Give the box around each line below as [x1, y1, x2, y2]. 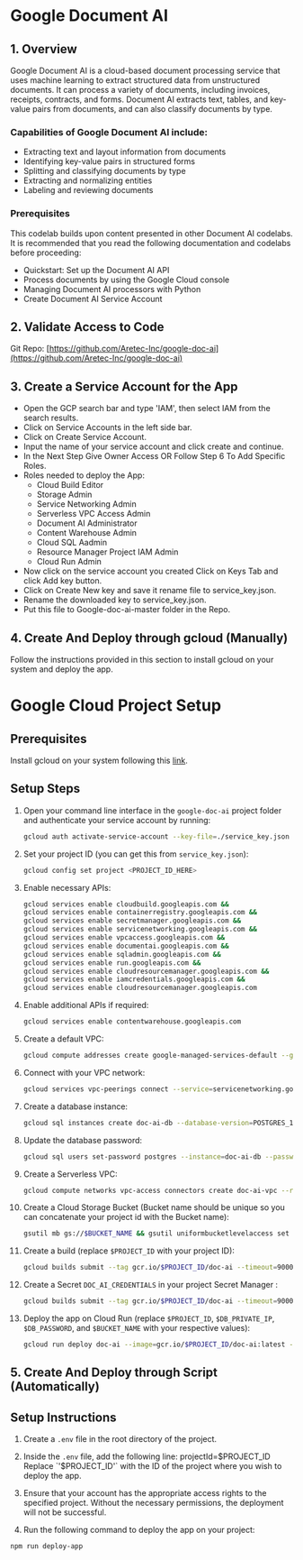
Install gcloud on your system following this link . [10, 755, 188, 766]
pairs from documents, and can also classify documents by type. [31, 104, 273, 114]
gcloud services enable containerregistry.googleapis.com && [22, 908, 258, 917]
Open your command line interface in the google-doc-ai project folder [22, 804, 282, 816]
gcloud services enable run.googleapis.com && [22, 958, 201, 968]
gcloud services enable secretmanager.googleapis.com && [22, 916, 242, 925]
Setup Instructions [10, 1409, 117, 1425]
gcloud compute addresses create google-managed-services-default [22, 1051, 278, 1060]
